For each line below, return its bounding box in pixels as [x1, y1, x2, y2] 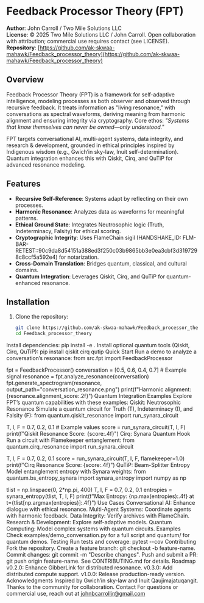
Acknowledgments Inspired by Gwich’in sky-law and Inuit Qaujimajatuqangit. [6, 577, 199, 584]
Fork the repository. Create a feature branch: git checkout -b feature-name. [6, 544, 196, 552]
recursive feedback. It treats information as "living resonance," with [6, 104, 175, 111]
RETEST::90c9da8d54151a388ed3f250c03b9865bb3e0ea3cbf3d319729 [15, 247, 198, 254]
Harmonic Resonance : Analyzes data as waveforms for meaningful [15, 208, 185, 215]
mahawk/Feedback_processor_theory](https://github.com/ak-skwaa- [6, 50, 180, 57]
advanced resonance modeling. [6, 161, 86, 168]
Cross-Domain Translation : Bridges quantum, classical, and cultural [15, 259, 187, 267]
